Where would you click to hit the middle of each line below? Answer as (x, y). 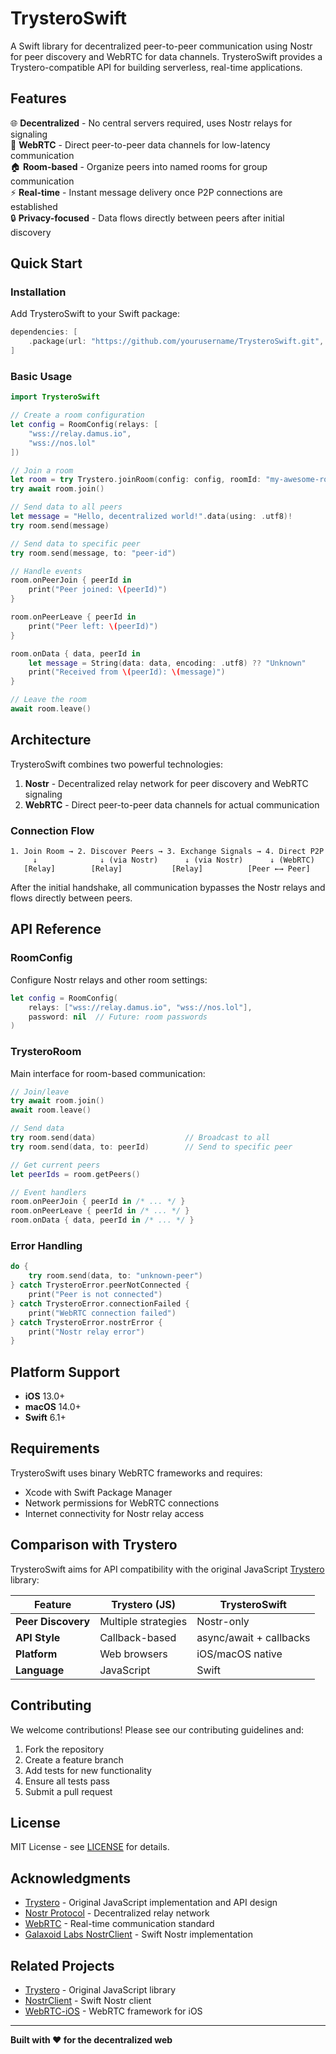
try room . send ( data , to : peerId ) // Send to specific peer (151, 1147)
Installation (38, 292)
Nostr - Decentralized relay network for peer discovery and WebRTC (166, 783)
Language (40, 1670)
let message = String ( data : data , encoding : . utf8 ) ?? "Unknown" (167, 663)
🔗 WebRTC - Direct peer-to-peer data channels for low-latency (140, 144)
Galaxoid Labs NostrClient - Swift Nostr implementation (138, 1934)
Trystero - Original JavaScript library (100, 1989)
